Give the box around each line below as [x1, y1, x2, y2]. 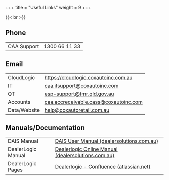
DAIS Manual [8, 138, 39, 145]
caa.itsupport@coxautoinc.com [44, 82, 119, 89]
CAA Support [8, 43, 39, 50]
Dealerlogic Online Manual [55, 146, 118, 153]
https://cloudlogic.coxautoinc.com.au [44, 74, 133, 81]
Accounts [8, 98, 31, 105]
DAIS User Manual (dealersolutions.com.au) [55, 138, 159, 145]
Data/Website [8, 106, 40, 113]
